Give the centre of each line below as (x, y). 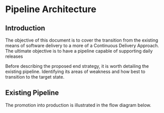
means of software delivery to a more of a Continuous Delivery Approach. (82, 46)
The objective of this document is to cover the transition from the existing (82, 40)
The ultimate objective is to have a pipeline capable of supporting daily (79, 51)
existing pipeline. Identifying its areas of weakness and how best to (75, 71)
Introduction (25, 28)
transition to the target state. (35, 77)
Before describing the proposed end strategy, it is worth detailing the (77, 66)
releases (14, 56)
